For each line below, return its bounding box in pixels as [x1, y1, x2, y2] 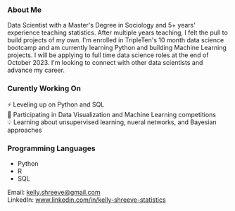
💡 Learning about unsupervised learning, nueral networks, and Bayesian [7, 118, 217, 126]
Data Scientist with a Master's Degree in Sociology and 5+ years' [7, 21, 196, 30]
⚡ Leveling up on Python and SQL [7, 100, 105, 109]
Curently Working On [7, 83, 82, 93]
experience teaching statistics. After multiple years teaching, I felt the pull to [7, 28, 229, 37]
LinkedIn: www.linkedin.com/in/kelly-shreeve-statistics [7, 195, 167, 204]
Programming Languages [7, 143, 96, 153]
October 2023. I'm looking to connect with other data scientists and [7, 59, 203, 67]
